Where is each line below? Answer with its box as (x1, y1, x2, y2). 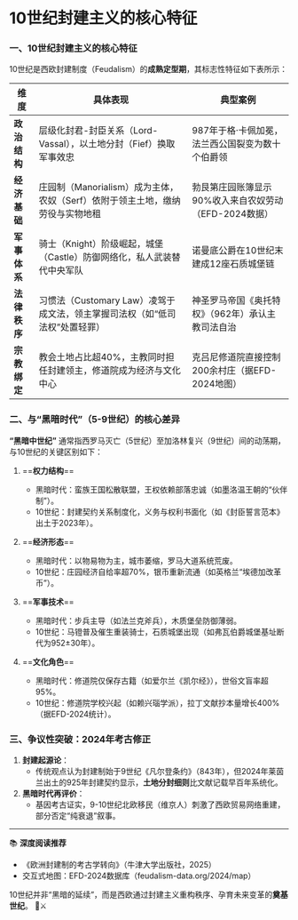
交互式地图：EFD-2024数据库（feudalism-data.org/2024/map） (21, 870, 256, 881)
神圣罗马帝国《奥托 (192, 294, 272, 307)
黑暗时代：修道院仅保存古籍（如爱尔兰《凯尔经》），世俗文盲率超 (35, 675, 269, 685)
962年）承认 (214, 308, 268, 320)
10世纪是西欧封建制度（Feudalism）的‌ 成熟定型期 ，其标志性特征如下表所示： (9, 64, 288, 75)
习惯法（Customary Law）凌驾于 (38, 294, 176, 307)
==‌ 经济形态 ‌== (21, 536, 74, 547)
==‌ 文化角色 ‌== (21, 656, 74, 667)
